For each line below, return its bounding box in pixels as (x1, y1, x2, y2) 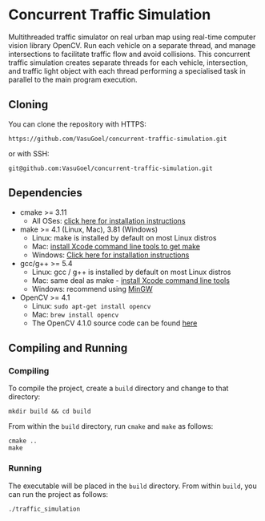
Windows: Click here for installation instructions (31, 250, 190, 260)
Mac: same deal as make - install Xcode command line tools (31, 275, 231, 285)
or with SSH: (8, 148, 50, 158)
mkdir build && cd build (8, 407, 91, 416)
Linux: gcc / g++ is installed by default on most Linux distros (31, 267, 231, 277)
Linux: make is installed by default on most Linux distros (31, 232, 217, 242)
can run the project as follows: (8, 489, 109, 499)
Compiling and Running (8, 341, 128, 354)
